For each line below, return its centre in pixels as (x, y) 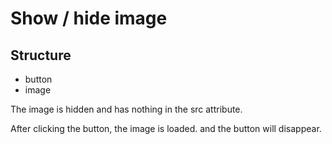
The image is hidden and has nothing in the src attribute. (126, 109)
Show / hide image (89, 18)
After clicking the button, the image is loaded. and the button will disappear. (166, 128)
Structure (41, 55)
